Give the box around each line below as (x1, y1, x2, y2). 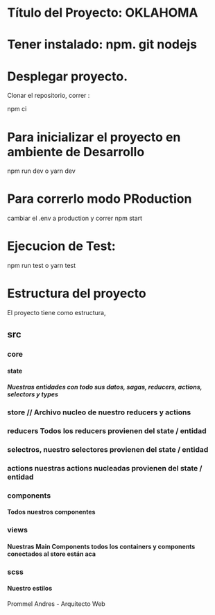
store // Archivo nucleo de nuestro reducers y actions (7, 407, 191, 417)
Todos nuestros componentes (7, 508, 96, 516)
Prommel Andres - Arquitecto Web (7, 599, 105, 608)
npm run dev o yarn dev (7, 167, 76, 175)
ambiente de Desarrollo (7, 144, 145, 160)
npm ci (7, 105, 27, 113)
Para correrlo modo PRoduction (7, 191, 192, 207)
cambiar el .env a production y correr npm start (7, 214, 143, 223)
